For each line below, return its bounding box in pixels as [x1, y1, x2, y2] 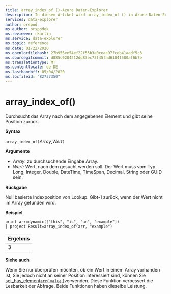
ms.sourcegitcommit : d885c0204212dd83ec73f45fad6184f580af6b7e [5, 55, 142, 60]
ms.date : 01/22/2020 [5, 46, 49, 51]
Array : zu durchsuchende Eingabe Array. [12, 158, 98, 164]
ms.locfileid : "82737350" [5, 74, 60, 79]
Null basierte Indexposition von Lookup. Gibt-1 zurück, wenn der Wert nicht [5, 194, 163, 200]
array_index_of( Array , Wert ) [5, 138, 65, 144]
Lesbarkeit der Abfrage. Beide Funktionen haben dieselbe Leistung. [5, 283, 147, 289]
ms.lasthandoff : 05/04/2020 [5, 70, 65, 75]
